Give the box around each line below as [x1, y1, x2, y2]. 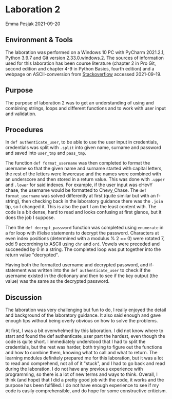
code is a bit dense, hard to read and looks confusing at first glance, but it [5, 209, 162, 215]
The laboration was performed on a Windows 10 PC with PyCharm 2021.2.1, [5, 49, 165, 55]
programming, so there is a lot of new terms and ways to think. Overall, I [5, 371, 158, 377]
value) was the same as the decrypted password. [5, 278, 110, 284]
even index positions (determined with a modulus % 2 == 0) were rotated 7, [5, 235, 165, 242]
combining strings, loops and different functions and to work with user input [5, 105, 166, 111]
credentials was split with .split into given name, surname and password [5, 144, 161, 151]
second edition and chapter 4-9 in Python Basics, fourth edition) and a [5, 65, 155, 71]
